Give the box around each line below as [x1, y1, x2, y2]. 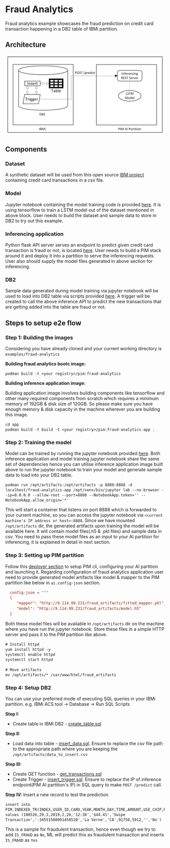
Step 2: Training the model [5, 439, 72, 446]
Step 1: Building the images [5, 334, 73, 341]
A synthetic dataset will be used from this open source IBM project [5, 172, 144, 178]
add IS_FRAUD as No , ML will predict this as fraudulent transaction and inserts [5, 832, 164, 838]
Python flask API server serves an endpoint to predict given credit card [5, 242, 153, 248]
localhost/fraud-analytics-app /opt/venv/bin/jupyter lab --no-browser [5, 488, 159, 493]
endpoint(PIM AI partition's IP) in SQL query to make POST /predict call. [12, 782, 162, 788]
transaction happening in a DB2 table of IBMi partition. [5, 25, 118, 32]
